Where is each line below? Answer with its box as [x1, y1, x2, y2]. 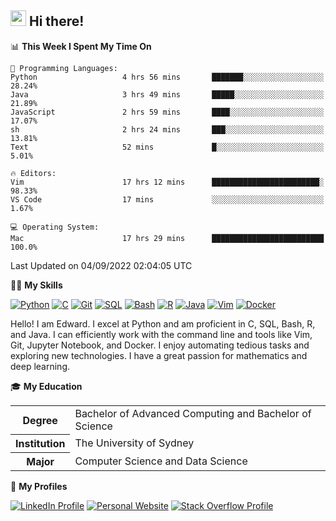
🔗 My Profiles [10, 481, 68, 493]
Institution [15, 437, 66, 451]
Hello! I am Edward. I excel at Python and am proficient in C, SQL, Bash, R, [10, 317, 316, 330]
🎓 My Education [10, 380, 83, 392]
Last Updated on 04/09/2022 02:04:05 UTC [10, 259, 193, 271]
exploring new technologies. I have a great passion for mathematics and [10, 349, 308, 361]
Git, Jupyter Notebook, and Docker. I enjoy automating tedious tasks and [10, 339, 310, 351]
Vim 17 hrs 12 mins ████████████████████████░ [10, 177, 325, 187]
